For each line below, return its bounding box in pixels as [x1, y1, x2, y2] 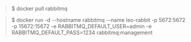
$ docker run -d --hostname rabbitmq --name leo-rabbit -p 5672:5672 [11, 17, 186, 23]
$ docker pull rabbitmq [11, 5, 68, 12]
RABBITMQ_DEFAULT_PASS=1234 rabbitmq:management [11, 29, 153, 36]
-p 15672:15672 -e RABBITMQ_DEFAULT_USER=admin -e [11, 23, 152, 30]
